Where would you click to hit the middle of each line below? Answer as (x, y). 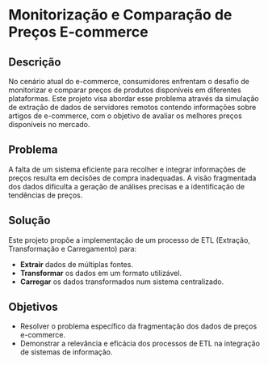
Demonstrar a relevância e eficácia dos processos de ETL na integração (140, 344)
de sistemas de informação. (66, 352)
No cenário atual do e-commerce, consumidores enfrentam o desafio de (129, 81)
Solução (29, 221)
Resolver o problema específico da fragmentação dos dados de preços (138, 326)
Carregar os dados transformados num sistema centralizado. (122, 282)
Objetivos (33, 307)
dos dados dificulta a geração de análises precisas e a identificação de (126, 186)
